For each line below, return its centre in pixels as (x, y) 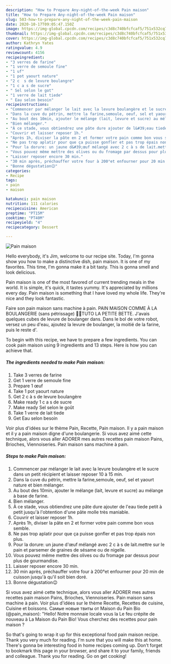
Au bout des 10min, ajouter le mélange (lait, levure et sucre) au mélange (88, 490)
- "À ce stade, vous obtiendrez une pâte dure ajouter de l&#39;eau (80, 128)
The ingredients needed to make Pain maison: (55, 362)
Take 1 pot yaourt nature (38, 391)
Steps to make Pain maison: (36, 456)
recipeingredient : (25, 57)
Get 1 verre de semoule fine (42, 380)
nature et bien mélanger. (39, 485)
